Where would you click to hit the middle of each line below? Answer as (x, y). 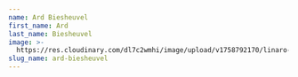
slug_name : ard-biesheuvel (58, 58)
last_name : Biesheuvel (50, 34)
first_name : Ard (38, 26)
